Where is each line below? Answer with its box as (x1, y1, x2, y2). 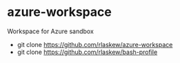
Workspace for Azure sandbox (7, 27, 94, 35)
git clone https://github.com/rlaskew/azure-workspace (17, 40, 173, 48)
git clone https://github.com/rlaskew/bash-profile (17, 48, 158, 56)
